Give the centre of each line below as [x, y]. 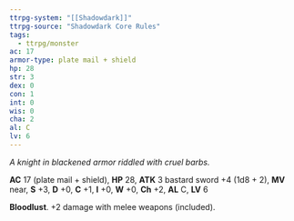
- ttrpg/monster [48, 43]
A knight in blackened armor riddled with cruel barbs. [110, 162]
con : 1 [22, 94]
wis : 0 [22, 111]
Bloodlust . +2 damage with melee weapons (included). [112, 206]
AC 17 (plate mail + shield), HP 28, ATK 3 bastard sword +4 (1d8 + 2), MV [147, 179]
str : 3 [22, 77]
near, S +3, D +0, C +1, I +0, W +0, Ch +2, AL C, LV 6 [109, 189]
